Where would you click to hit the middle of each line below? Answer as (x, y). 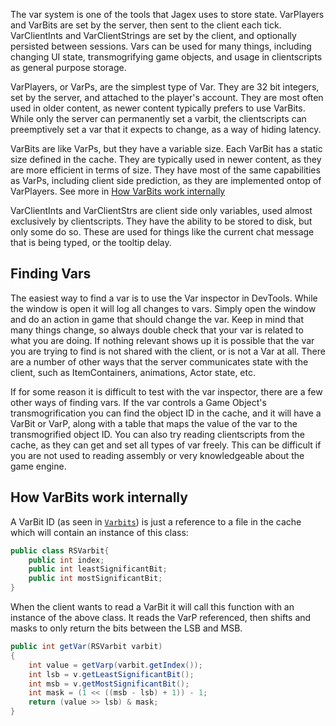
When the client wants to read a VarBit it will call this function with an (152, 607)
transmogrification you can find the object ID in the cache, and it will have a (166, 413)
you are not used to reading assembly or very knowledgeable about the (157, 455)
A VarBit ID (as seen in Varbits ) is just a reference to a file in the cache (156, 521)
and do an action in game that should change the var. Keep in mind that (157, 319)
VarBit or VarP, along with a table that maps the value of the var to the (154, 423)
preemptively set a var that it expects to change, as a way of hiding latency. (166, 129)
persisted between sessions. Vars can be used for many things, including (161, 46)
